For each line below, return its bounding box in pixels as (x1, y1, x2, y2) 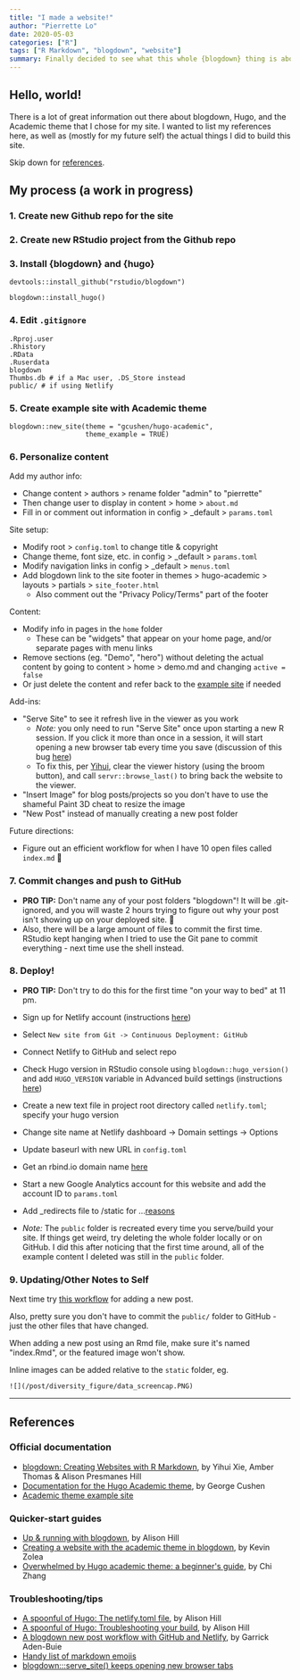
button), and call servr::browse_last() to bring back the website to (35, 770, 283, 781)
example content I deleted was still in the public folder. (21, 1251, 225, 1261)
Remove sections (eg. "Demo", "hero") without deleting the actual (21, 653, 264, 663)
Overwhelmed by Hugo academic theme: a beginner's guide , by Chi (21, 1561, 272, 1572)
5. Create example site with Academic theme (9, 402, 207, 414)
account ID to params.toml (21, 1188, 119, 1199)
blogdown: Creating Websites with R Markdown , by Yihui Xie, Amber (21, 1461, 274, 1472)
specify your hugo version (21, 1109, 119, 1120)
